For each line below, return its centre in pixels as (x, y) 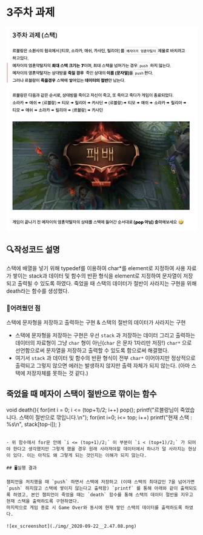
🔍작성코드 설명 (33, 250)
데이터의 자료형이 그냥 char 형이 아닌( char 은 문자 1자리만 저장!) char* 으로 (103, 343)
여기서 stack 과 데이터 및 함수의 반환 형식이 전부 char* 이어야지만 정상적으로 (105, 358)
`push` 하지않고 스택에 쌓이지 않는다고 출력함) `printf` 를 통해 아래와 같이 (92, 488)
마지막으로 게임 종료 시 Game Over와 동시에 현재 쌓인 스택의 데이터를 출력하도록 (95, 507)
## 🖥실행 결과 (22, 468)
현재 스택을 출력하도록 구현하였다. (43, 501)
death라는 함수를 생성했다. (38, 291)
